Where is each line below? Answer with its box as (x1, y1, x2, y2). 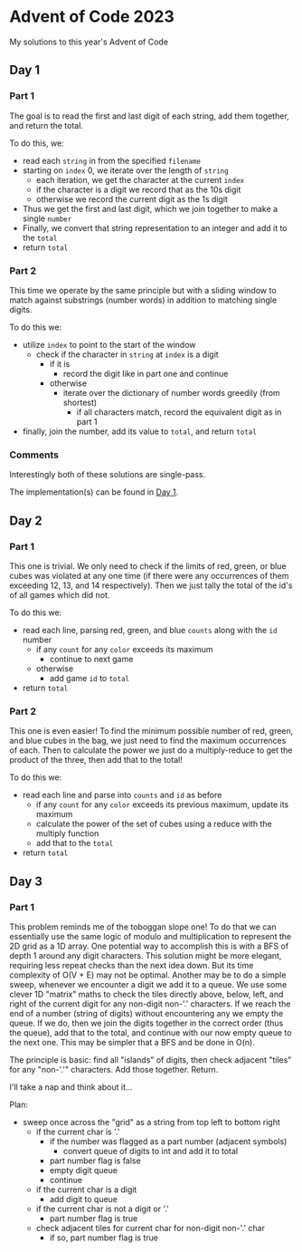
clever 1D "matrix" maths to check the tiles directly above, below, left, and (9, 988, 284, 999)
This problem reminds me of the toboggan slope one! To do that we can (9, 921, 277, 932)
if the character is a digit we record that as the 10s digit (35, 184, 241, 195)
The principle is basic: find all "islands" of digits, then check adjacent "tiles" (9, 1054, 292, 1065)
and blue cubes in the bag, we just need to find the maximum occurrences (9, 736, 287, 746)
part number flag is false (49, 1155, 142, 1166)
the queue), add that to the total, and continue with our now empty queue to (9, 1026, 292, 1038)
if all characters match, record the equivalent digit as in (76, 406, 282, 418)
